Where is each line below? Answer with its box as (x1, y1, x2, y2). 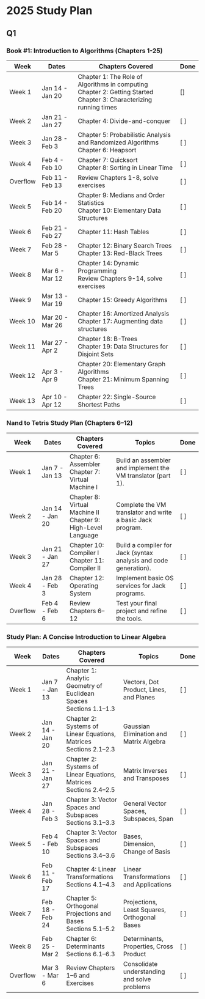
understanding (123, 967, 165, 976)
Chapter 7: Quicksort (77, 155, 138, 164)
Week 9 (9, 295, 32, 304)
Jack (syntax (115, 548, 154, 557)
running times (77, 103, 117, 111)
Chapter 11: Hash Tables (77, 227, 149, 236)
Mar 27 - (41, 338, 68, 347)
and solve (123, 975, 151, 984)
